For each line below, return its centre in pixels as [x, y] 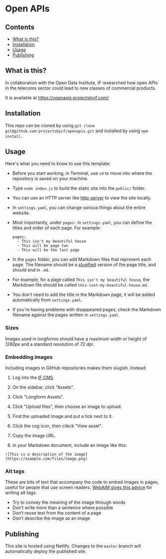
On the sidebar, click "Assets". [43, 387]
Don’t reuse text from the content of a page [57, 513]
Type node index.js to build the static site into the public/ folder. [79, 188]
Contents [20, 27]
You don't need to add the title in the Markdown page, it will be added [84, 294]
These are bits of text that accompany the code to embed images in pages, [82, 482]
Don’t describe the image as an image [51, 518]
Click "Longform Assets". [38, 397]
